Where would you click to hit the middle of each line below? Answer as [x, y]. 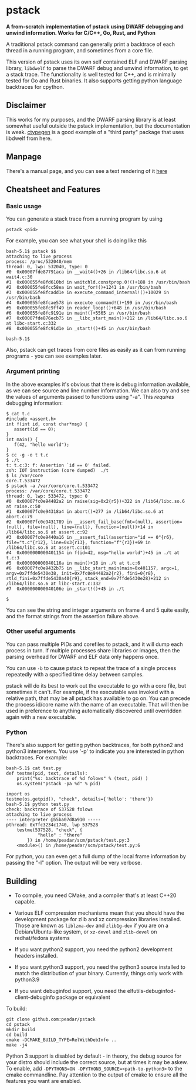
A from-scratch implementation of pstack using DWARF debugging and [95, 26]
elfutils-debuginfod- [151, 991]
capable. [25, 901]
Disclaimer [26, 106]
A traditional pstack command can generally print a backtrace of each [90, 44]
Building [21, 881]
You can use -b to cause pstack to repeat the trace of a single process [91, 668]
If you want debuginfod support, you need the [70, 991]
